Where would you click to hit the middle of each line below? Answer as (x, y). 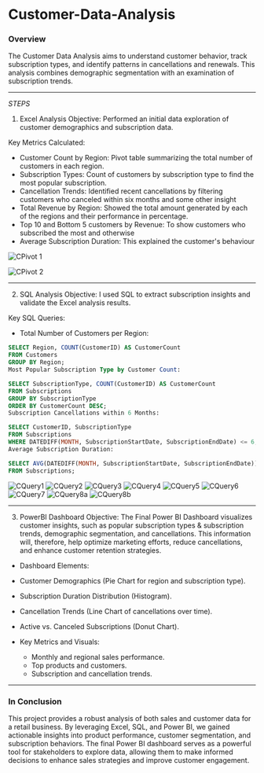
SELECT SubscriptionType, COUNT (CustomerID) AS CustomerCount (112, 384)
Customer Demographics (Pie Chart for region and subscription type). (132, 580)
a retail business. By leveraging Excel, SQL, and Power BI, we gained (119, 727)
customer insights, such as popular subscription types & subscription (132, 525)
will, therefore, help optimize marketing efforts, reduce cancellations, (131, 542)
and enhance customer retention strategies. (90, 550)
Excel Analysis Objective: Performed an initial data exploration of (124, 119)
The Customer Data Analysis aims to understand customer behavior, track (128, 56)
